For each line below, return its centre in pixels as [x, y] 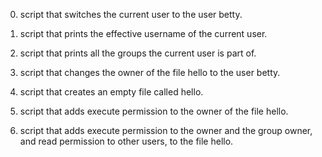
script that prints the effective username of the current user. [143, 33]
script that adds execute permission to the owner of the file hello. [154, 111]
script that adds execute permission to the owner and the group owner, [166, 130]
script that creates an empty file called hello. [111, 92]
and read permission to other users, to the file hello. [126, 141]
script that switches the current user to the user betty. [131, 14]
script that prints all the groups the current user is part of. [138, 53]
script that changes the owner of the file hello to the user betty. [150, 72]
